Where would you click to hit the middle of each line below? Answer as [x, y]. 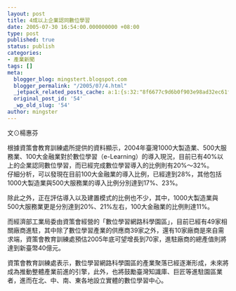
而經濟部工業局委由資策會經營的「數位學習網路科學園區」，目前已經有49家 [114, 221]
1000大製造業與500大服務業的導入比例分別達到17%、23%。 [94, 183]
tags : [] [20, 66]
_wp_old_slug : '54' [42, 105]
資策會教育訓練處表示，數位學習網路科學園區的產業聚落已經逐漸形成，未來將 [118, 263]
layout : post [26, 14]
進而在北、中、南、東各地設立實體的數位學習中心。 [93, 280]
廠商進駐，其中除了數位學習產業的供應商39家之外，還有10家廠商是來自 [116, 230]
